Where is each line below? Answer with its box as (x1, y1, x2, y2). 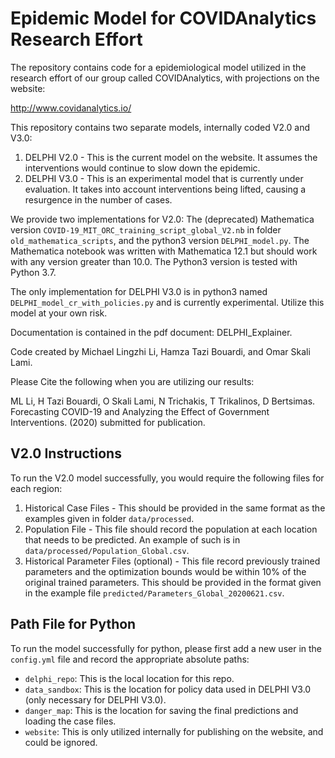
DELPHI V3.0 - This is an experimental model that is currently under (24, 172, 304, 184)
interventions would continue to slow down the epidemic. (24, 162, 261, 174)
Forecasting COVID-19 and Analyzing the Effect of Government (10, 405, 270, 417)
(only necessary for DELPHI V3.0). (24, 693, 167, 706)
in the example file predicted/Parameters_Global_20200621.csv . (24, 587, 285, 599)
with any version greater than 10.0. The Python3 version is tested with (10, 255, 298, 267)
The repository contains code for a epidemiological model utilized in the (10, 61, 307, 73)
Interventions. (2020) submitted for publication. (10, 416, 206, 428)
